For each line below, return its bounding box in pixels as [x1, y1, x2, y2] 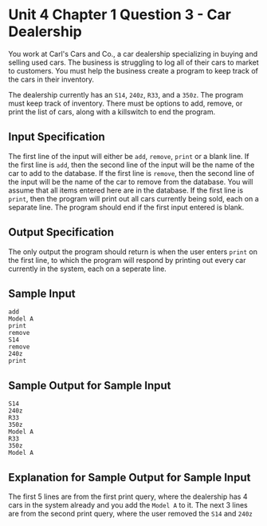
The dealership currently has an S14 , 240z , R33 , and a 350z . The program [8, 90, 244, 99]
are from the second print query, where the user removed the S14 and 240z [8, 509, 253, 518]
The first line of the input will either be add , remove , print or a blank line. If [8, 151, 249, 161]
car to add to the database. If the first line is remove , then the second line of [8, 168, 255, 177]
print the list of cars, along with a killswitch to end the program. [8, 106, 216, 117]
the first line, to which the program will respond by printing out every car [8, 255, 246, 265]
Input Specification [8, 130, 105, 144]
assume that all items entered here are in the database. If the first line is [8, 185, 244, 195]
